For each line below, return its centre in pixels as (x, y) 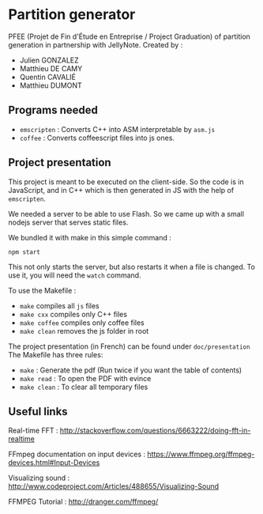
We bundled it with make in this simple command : (90, 237)
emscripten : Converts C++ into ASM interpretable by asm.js (117, 129)
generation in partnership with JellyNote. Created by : (96, 44)
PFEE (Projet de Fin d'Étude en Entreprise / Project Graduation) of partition (130, 36)
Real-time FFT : (33, 431)
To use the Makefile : (42, 290)
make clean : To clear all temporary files (84, 387)
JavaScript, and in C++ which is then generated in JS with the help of (121, 190)
